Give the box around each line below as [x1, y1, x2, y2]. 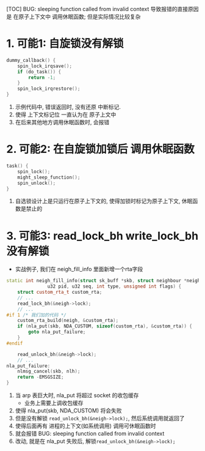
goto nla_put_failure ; [28, 329, 86, 335]
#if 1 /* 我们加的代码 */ [6, 311, 67, 318]
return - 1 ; [28, 74, 56, 81]
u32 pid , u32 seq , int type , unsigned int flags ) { [47, 283, 182, 289]
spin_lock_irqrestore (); [17, 86, 81, 92]
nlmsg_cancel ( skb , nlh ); [17, 368, 81, 375]
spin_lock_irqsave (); [17, 63, 72, 69]
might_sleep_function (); [17, 174, 81, 181]
